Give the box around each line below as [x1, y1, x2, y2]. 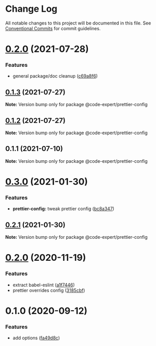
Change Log [5, 3, 57, 15]
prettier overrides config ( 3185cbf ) [12, 287, 85, 293]
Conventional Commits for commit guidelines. [5, 25, 101, 31]
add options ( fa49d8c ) [12, 335, 60, 341]
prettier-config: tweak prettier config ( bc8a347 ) [12, 206, 114, 212]
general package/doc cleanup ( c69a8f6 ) [12, 73, 98, 79]
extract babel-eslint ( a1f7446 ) [12, 282, 75, 288]
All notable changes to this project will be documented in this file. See [5, 20, 151, 26]
